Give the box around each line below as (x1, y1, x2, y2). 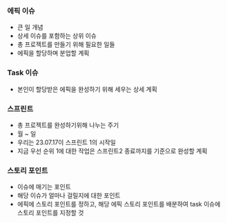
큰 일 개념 (17, 23, 43, 32)
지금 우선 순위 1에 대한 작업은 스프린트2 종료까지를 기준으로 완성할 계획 (17, 146, 208, 155)
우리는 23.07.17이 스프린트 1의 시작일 (17, 138, 116, 146)
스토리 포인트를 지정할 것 (17, 209, 84, 217)
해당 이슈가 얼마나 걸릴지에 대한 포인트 (17, 191, 121, 200)
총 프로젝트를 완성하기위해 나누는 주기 (17, 121, 119, 129)
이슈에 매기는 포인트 (17, 183, 71, 191)
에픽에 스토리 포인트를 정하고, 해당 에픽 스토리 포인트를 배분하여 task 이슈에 (17, 200, 221, 209)
